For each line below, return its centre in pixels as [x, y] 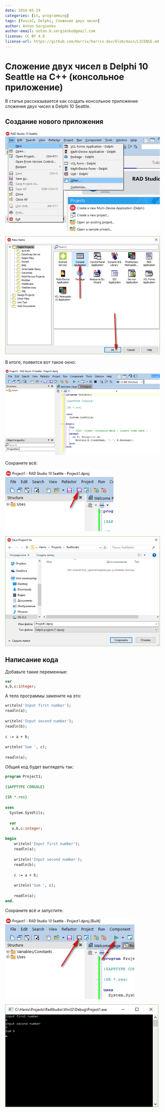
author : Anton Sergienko [30, 26]
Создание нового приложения [54, 122]
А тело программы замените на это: [43, 696]
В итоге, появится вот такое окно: [41, 362]
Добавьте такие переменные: [36, 672]
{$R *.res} [16, 797]
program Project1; [24, 776]
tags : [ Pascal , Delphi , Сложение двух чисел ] [52, 21]
